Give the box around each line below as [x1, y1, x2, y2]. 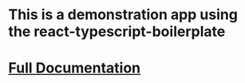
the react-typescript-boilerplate [8, 22, 226, 41]
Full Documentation [8, 59, 141, 77]
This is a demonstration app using [8, 6, 238, 24]
